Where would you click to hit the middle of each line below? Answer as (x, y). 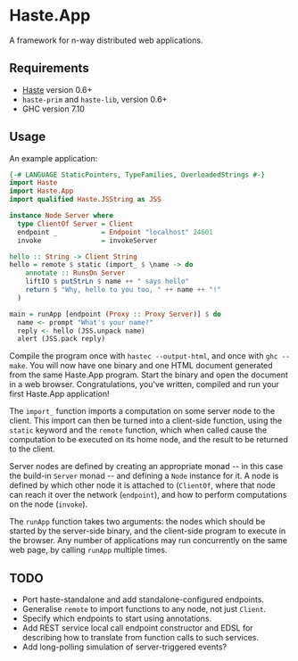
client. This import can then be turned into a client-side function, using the (146, 421)
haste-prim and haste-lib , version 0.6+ (95, 99)
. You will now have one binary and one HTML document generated (149, 366)
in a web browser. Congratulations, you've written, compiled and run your (144, 384)
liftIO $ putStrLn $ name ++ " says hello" (108, 282)
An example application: (54, 158)
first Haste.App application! (59, 394)
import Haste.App (41, 191)
